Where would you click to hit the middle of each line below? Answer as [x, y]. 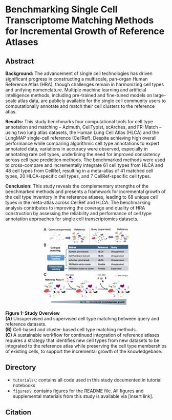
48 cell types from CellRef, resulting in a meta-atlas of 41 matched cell [79, 171]
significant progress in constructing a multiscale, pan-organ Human [77, 79]
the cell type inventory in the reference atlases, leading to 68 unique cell [81, 197]
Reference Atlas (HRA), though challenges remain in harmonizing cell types [85, 84]
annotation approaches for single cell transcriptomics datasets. [72, 219]
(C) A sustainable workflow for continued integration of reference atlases [82, 335]
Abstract [20, 61]
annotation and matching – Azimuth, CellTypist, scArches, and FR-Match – [83, 127]
